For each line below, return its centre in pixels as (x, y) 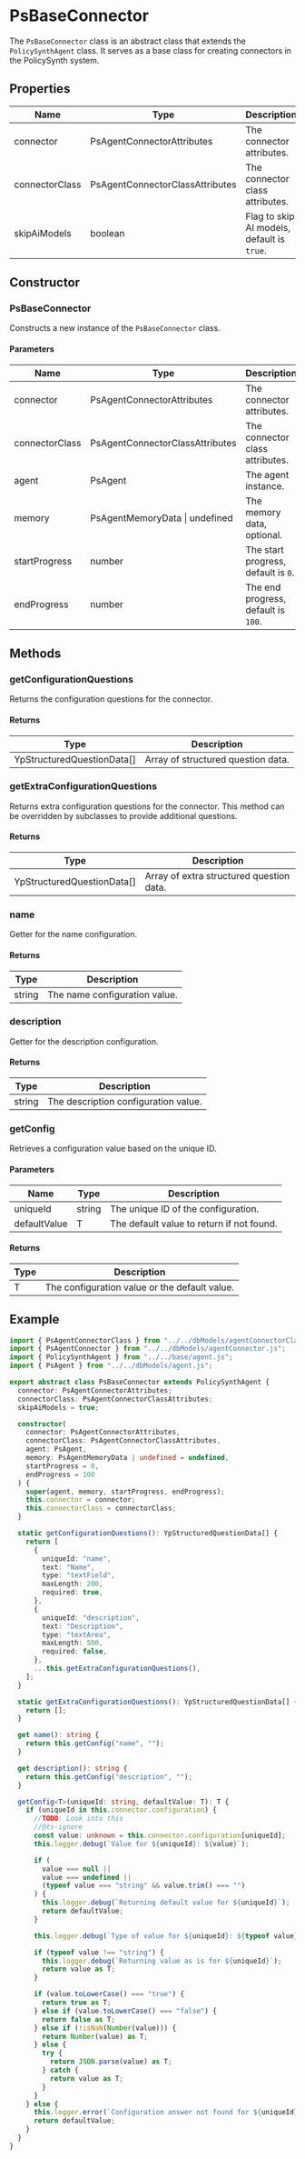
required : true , (73, 1593)
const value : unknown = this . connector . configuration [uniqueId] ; (159, 1836)
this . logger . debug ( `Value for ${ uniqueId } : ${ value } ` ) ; (141, 1844)
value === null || (77, 1869)
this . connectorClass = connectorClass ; (101, 1509)
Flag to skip (270, 216)
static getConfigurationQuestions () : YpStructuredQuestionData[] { (148, 1534)
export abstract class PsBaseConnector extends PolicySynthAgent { (140, 1383)
